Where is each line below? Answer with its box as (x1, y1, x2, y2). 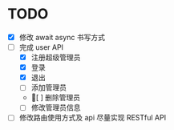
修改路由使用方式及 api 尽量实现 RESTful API (18, 113, 166, 123)
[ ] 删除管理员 (30, 93, 81, 103)
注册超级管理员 (30, 53, 81, 63)
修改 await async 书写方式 (18, 32, 106, 42)
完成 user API (18, 43, 64, 52)
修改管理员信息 (30, 103, 81, 112)
